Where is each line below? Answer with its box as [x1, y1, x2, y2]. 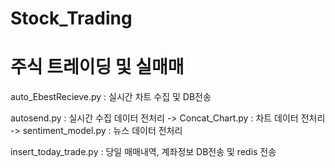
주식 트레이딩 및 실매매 [10, 56, 185, 79]
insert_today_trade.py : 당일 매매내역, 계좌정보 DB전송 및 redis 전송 [10, 146, 277, 158]
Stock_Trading [10, 7, 133, 30]
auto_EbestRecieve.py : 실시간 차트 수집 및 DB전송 [10, 91, 212, 103]
